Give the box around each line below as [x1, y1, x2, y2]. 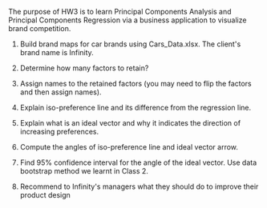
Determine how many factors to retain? [19, 63, 149, 73]
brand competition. [8, 24, 71, 33]
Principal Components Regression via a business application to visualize [8, 15, 247, 25]
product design [19, 190, 71, 199]
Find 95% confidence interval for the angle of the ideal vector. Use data [19, 158, 257, 167]
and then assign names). [19, 87, 102, 97]
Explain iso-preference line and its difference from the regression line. [19, 103, 252, 112]
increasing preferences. [19, 127, 99, 136]
